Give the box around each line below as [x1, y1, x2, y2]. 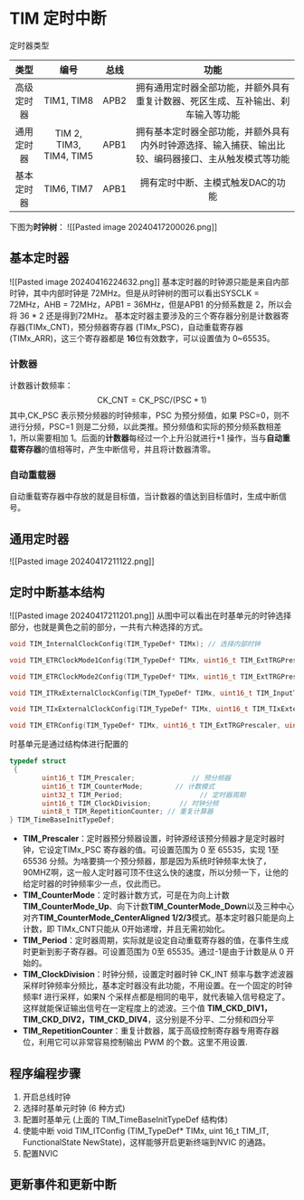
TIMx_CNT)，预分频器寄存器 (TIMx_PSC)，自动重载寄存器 [28, 321, 244, 332]
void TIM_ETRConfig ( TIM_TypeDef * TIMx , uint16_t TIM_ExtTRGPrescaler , [9, 721, 281, 730]
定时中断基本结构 [9, 585, 105, 600]
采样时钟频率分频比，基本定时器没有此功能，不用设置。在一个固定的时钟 [22, 980, 292, 991]
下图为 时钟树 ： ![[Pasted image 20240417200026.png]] [9, 221, 218, 232]
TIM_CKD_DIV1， [206, 1003, 273, 1014]
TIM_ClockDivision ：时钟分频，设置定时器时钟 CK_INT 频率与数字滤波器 [22, 969, 294, 980]
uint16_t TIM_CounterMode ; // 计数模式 [42, 782, 215, 791]
